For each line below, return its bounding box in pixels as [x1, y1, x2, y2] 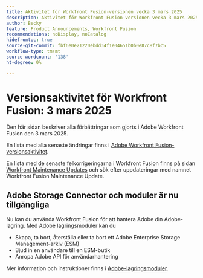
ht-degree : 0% [6, 59, 42, 65]
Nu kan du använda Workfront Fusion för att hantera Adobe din [6, 216, 163, 223]
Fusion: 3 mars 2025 [6, 103, 112, 117]
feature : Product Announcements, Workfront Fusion [6, 25, 137, 32]
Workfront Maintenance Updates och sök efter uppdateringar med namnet [6, 166, 192, 173]
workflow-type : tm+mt [6, 48, 61, 54]
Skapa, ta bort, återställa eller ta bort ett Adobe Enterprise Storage [14, 234, 181, 241]
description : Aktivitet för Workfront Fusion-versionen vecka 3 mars [6, 15, 185, 21]
